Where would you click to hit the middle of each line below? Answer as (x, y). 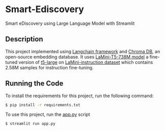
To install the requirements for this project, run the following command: (79, 96)
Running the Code (34, 84)
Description (24, 39)
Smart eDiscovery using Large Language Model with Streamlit (70, 23)
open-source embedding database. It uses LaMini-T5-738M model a (77, 57)
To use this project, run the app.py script (48, 114)
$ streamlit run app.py (30, 124)
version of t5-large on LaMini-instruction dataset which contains (86, 62)
